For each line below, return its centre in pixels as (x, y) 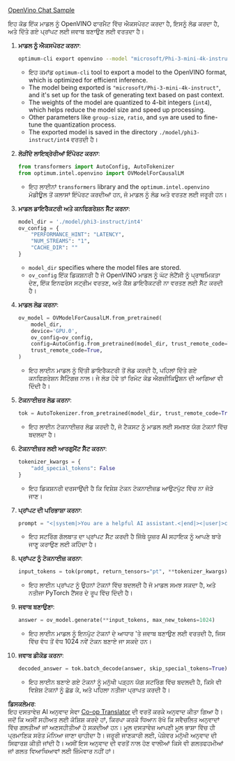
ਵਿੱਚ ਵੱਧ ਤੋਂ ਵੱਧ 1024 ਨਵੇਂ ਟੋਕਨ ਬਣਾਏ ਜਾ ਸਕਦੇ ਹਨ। (90, 641)
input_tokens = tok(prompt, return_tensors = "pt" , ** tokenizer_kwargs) (123, 572)
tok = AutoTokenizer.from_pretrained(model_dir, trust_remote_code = (120, 413)
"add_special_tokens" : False (73, 468)
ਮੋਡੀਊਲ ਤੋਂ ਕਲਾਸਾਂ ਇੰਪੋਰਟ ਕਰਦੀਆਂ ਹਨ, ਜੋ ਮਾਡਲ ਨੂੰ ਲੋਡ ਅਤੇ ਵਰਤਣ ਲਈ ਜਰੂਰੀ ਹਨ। (128, 194)
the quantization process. (79, 125)
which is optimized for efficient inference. (88, 80)
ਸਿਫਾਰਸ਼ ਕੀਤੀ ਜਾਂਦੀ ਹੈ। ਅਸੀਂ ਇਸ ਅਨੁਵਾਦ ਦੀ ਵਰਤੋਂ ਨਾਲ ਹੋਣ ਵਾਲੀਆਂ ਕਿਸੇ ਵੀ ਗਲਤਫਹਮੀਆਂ (116, 743)
